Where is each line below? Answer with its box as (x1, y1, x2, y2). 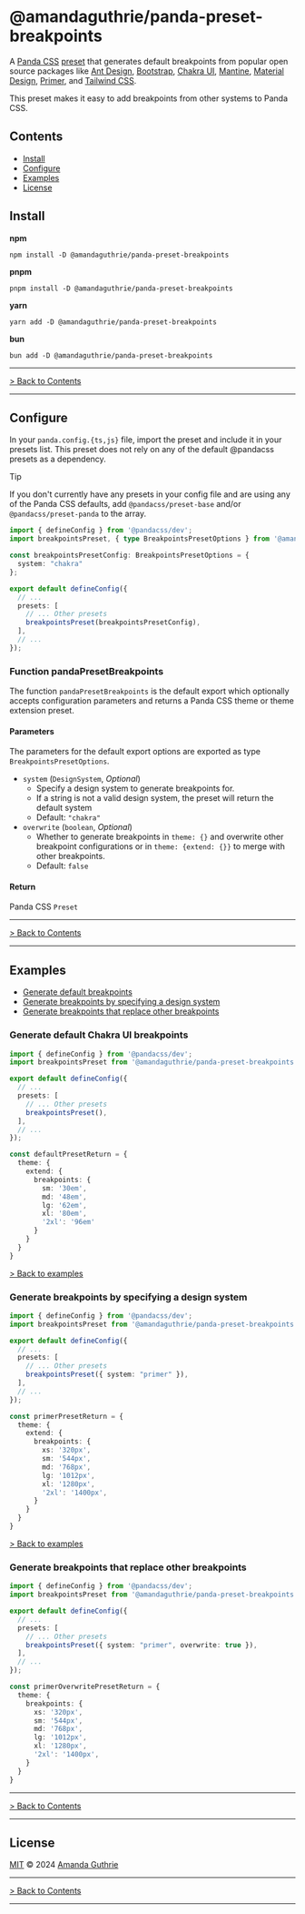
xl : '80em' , (42, 1209, 88, 1219)
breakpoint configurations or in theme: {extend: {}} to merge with (35, 841, 286, 852)
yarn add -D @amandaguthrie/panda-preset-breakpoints (9, 317, 218, 327)
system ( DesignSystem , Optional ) (22, 774, 141, 785)
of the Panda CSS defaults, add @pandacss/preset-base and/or (9, 499, 241, 510)
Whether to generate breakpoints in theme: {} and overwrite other (35, 831, 284, 843)
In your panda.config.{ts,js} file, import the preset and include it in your (9, 434, 282, 445)
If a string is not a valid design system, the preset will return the (35, 793, 274, 804)
